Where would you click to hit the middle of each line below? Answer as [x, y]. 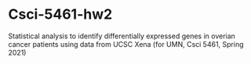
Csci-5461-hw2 [60, 14]
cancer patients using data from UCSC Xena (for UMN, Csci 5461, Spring [126, 44]
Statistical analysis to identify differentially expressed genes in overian [122, 36]
